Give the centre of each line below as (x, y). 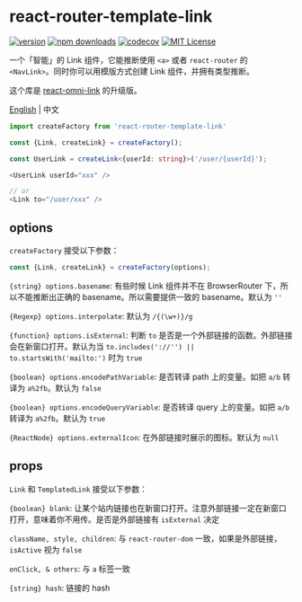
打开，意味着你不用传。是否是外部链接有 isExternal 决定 (115, 519)
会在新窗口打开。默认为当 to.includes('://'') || (102, 346)
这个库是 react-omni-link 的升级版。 (75, 90)
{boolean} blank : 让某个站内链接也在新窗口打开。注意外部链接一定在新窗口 (148, 508)
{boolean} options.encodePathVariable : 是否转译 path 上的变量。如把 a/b (145, 376)
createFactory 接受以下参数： (64, 250)
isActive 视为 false (46, 549)
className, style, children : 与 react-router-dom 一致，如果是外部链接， (146, 538)
